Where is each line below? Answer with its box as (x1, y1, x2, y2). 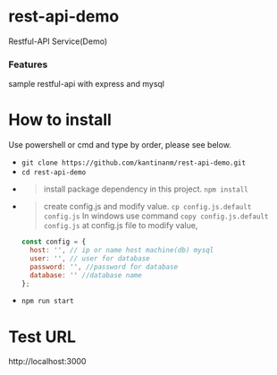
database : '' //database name (29, 270, 142, 279)
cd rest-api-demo (21, 168, 87, 177)
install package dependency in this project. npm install (43, 183, 248, 194)
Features (8, 58, 48, 71)
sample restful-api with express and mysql (8, 79, 165, 89)
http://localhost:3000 (8, 356, 87, 367)
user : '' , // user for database (29, 253, 150, 263)
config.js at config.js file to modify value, (43, 220, 198, 231)
